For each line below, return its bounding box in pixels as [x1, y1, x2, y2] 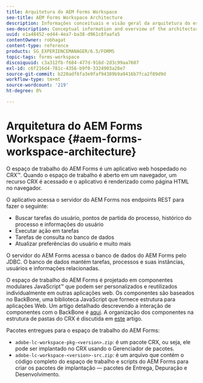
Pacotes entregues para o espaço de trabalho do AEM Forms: [6, 327, 160, 334]
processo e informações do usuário [14, 221, 104, 228]
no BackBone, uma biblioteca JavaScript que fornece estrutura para [6, 295, 176, 303]
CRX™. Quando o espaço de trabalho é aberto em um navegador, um [6, 171, 177, 179]
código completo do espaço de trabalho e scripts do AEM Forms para [14, 358, 189, 365]
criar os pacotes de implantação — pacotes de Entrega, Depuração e [14, 364, 187, 371]
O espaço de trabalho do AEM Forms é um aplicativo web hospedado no [6, 165, 187, 172]
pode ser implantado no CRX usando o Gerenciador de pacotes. [14, 345, 175, 352]
